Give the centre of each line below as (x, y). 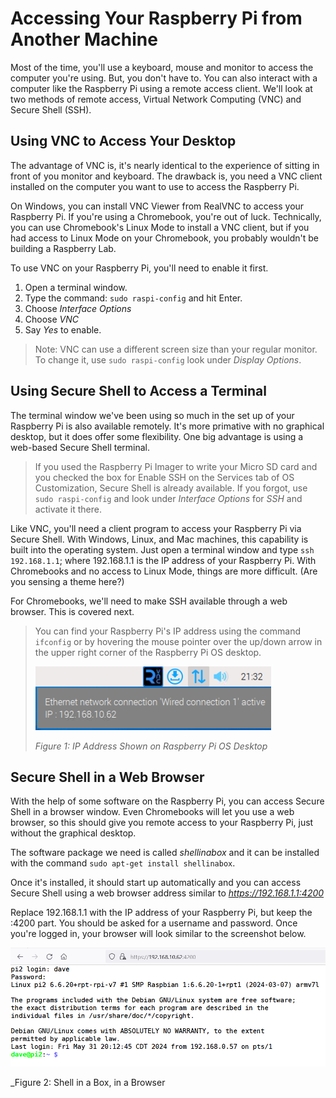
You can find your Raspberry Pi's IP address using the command (168, 631)
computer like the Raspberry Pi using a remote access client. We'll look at (161, 88)
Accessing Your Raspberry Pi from (156, 18)
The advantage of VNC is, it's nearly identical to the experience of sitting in (165, 165)
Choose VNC (52, 319)
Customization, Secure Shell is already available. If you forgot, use (171, 488)
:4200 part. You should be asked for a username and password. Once (154, 923)
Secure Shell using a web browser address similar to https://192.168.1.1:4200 (167, 893)
